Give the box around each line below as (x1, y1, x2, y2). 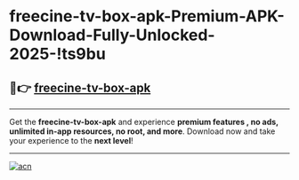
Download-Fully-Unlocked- (9, 25, 215, 45)
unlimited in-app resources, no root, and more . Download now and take (9, 126, 276, 137)
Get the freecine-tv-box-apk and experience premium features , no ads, (9, 117, 279, 127)
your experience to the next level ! (9, 136, 133, 145)
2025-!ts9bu (9, 44, 107, 64)
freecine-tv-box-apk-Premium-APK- (9, 6, 285, 27)
